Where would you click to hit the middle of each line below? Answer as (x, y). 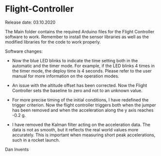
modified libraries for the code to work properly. (53, 42)
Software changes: (24, 51)
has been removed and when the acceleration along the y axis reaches (83, 110)
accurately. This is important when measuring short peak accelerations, (84, 135)
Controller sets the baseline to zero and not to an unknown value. (77, 90)
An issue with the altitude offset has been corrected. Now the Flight (80, 85)
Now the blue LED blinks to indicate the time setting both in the (75, 60)
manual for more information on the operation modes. (66, 76)
